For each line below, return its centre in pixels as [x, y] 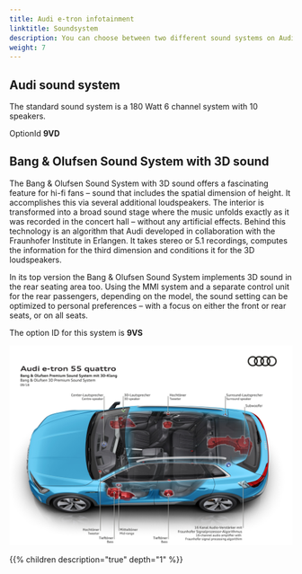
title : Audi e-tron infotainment [72, 19]
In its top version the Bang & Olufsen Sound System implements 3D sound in [151, 277]
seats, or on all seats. [49, 315]
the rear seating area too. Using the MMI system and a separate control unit [150, 287]
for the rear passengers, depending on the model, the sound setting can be [149, 296]
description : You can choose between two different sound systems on [142, 38]
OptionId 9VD [35, 134]
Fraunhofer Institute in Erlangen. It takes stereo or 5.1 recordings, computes [148, 240]
